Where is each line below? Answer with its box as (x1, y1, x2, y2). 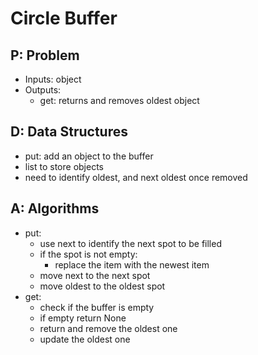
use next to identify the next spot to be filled (39, 237, 222, 249)
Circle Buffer (10, 7, 118, 30)
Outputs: (24, 84, 62, 96)
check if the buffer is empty (39, 301, 155, 313)
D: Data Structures (10, 123, 128, 141)
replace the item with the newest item (54, 258, 210, 271)
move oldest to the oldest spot (39, 280, 166, 292)
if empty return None (39, 312, 127, 324)
